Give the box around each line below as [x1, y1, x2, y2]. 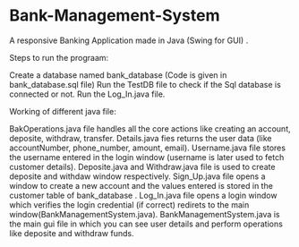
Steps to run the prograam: [9, 52, 109, 63]
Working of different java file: [9, 106, 116, 116]
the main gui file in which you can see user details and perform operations [9, 218, 284, 229]
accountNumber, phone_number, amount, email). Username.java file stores [9, 142, 286, 153]
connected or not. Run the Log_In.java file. [9, 89, 166, 99]
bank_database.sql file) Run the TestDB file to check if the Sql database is [9, 79, 282, 89]
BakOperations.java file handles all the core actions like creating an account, [9, 123, 291, 134]
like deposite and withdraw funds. [9, 227, 134, 238]
